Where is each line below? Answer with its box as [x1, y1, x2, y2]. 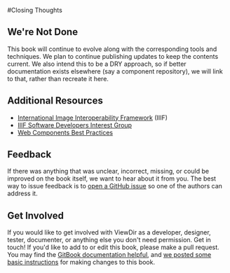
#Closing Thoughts [7, 6, 63, 14]
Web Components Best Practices [17, 128, 114, 136]
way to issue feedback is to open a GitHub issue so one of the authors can [7, 182, 223, 190]
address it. [7, 189, 38, 198]
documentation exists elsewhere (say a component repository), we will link [7, 66, 223, 76]
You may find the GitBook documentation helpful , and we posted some [7, 251, 212, 259]
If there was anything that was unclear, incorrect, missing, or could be [7, 167, 209, 176]
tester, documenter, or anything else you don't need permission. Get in [7, 236, 212, 244]
